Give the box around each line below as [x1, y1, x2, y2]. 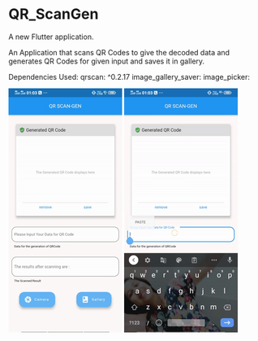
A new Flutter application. [8, 32, 94, 42]
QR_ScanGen [8, 5, 99, 24]
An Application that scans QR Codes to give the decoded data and [8, 47, 230, 57]
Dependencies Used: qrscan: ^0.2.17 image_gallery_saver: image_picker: [8, 72, 250, 81]
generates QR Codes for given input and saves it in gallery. [8, 56, 205, 66]
